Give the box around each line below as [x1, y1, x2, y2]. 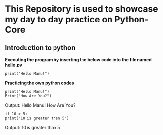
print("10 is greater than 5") [5, 116, 69, 121]
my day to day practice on [5, 14, 113, 25]
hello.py [5, 62, 22, 67]
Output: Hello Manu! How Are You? [5, 102, 76, 108]
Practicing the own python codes [5, 80, 75, 86]
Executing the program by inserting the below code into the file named [5, 57, 152, 62]
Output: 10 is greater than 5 [5, 125, 60, 130]
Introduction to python [5, 44, 76, 52]
